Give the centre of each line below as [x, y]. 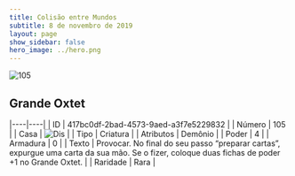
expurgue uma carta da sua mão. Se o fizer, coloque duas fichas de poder [145, 152]
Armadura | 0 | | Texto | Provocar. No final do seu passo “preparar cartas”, [145, 143]
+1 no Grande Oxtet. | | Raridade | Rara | [82, 162]
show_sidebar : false [48, 42]
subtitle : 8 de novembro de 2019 [71, 26]
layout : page [33, 34]
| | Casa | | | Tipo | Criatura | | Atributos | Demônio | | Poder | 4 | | [139, 134]
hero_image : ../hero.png [55, 50]
